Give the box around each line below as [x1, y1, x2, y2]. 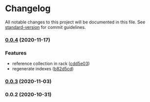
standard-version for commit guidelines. [5, 24, 86, 30]
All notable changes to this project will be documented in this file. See [5, 19, 146, 25]
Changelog [5, 3, 51, 14]
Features [5, 49, 27, 56]
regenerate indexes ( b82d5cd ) [12, 66, 74, 72]
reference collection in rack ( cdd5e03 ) [12, 61, 90, 66]
